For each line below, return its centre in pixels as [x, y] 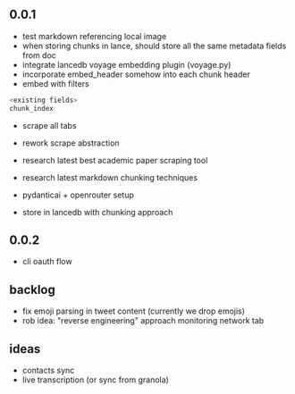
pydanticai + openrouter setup [78, 195]
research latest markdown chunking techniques [110, 177]
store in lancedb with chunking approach [97, 212]
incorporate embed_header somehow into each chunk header [136, 74]
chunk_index [31, 108]
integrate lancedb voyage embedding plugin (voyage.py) [126, 64]
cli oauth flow [47, 262]
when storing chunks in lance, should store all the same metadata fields [154, 46]
